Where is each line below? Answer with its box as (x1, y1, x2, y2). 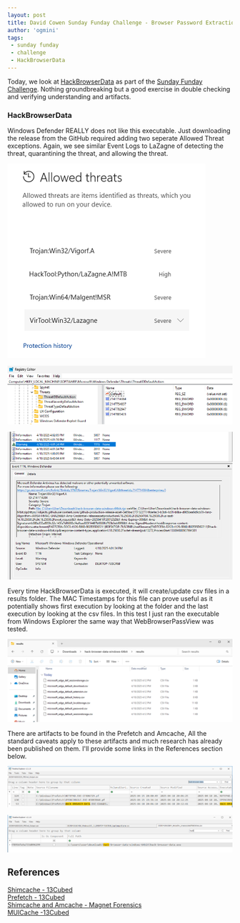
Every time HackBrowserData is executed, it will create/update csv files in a (7, 587, 230, 595)
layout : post (7, 11, 46, 19)
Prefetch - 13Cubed (7, 893, 66, 902)
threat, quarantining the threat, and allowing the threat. (7, 149, 169, 158)
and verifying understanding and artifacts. (7, 92, 131, 101)
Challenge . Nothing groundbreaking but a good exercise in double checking (7, 84, 231, 93)
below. (7, 752, 27, 760)
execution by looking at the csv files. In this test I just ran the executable (7, 609, 220, 618)
